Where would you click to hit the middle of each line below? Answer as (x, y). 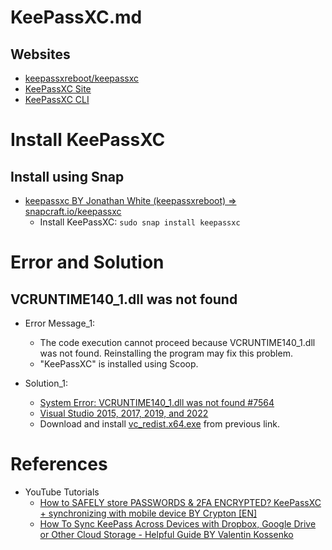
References (59, 464)
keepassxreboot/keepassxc (82, 78)
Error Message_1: (60, 323)
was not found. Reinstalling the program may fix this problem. (166, 353)
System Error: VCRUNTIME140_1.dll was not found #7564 (157, 402)
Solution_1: (46, 383)
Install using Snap (67, 176)
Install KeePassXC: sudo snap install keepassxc (140, 222)
